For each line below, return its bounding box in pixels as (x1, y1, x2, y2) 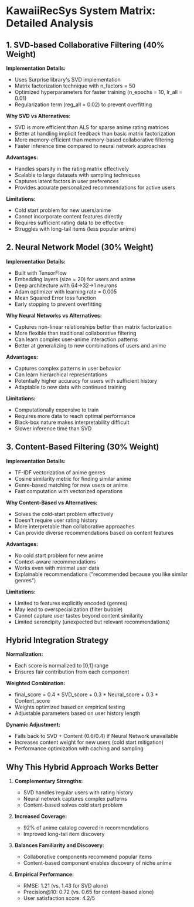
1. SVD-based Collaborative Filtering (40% (6, 40, 165, 50)
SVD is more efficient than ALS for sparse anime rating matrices (14, 124, 169, 130)
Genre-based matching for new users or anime (14, 481, 128, 488)
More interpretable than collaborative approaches (14, 522, 135, 530)
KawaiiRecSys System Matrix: (6, 4, 156, 18)
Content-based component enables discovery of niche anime (23, 859, 172, 866)
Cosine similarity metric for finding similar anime (14, 475, 132, 482)
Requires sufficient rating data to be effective (14, 219, 124, 226)
